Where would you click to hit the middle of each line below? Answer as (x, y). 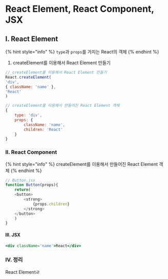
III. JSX (13, 235)
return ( (23, 190)
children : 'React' (43, 129)
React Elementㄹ (23, 272)
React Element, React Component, (80, 9)
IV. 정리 (14, 260)
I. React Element (32, 39)
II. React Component (31, 152)
